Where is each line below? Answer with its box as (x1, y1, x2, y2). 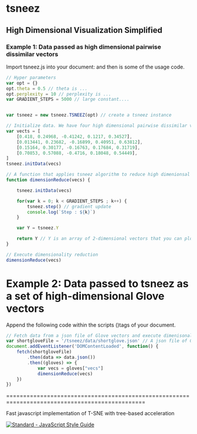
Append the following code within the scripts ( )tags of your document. (6, 321, 176, 328)
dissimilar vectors (6, 50, 59, 58)
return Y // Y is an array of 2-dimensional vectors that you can (16, 236, 182, 242)
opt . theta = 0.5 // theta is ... (6, 86, 88, 91)
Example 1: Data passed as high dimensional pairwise (6, 43, 161, 51)
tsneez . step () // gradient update (27, 204, 111, 209)
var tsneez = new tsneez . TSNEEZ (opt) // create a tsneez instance (6, 112, 172, 118)
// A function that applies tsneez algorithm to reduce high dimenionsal (6, 172, 191, 178)
